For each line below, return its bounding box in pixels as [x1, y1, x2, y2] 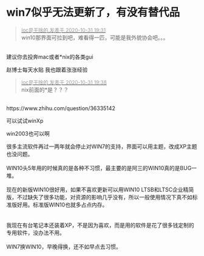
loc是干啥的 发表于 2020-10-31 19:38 [21, 79, 107, 85]
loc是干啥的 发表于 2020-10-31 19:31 [21, 27, 106, 33]
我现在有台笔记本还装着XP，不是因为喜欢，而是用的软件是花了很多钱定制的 [6, 222, 194, 229]
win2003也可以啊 [6, 130, 50, 137]
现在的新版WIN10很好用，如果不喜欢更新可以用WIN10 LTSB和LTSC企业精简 [6, 186, 194, 193]
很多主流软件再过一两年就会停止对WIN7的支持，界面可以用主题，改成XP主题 [6, 143, 197, 150]
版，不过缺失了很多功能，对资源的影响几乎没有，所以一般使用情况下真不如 [6, 193, 192, 200]
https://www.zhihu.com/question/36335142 [6, 104, 115, 112]
